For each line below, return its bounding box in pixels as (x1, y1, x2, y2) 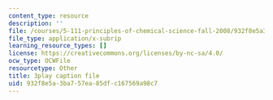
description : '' (8, 19, 63, 27)
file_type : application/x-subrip (8, 34, 122, 43)
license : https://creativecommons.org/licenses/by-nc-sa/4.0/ (8, 49, 223, 57)
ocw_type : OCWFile (8, 57, 71, 65)
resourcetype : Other (8, 65, 79, 73)
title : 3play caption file (8, 72, 100, 80)
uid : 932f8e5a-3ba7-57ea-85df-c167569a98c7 (8, 79, 158, 87)
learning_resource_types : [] (8, 42, 107, 50)
